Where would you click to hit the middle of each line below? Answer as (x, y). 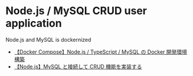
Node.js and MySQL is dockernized (48, 39)
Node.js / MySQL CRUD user (76, 11)
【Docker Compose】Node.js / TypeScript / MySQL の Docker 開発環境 (100, 52)
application (34, 23)
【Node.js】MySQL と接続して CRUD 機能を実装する (78, 67)
